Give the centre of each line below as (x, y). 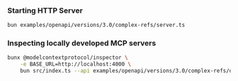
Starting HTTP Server (45, 11)
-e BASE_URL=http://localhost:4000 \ (76, 64)
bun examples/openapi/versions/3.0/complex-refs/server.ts (96, 25)
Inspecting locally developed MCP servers (82, 43)
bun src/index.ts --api (55, 71)
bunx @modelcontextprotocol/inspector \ (68, 58)
